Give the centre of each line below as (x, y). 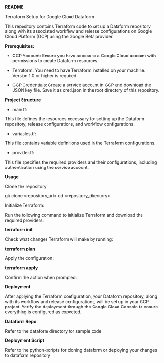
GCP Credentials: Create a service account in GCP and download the (82, 85)
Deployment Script (25, 340)
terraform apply (22, 268)
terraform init (19, 230)
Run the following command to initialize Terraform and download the (74, 215)
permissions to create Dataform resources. (55, 61)
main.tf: (20, 109)
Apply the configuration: (29, 258)
